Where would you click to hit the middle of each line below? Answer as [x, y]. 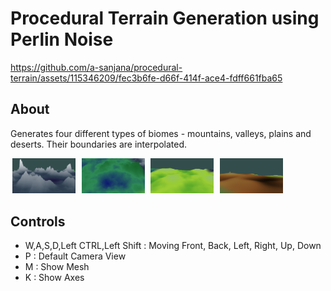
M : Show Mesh [57, 267]
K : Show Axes [54, 278]
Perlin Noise [62, 39]
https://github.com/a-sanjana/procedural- [96, 67]
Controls [38, 221]
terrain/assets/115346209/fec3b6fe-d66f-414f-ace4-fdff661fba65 [146, 78]
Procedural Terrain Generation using [165, 18]
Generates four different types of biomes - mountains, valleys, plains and [161, 133]
